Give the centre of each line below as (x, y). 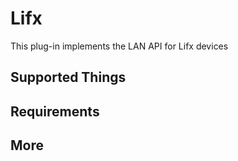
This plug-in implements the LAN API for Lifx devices (119, 46)
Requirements (55, 111)
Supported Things (68, 77)
